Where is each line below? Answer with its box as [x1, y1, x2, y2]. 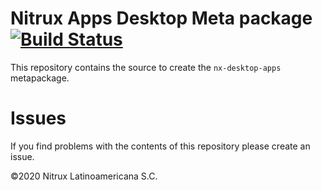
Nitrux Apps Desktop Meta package [10, 7, 313, 30]
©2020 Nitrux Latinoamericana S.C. [10, 170, 158, 182]
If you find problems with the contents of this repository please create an [10, 140, 311, 152]
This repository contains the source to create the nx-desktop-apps [10, 61, 282, 73]
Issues [10, 107, 67, 130]
